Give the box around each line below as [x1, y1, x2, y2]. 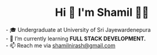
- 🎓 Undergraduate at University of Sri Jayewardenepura [5, 26, 151, 33]
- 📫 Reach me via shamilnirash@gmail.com [5, 42, 115, 49]
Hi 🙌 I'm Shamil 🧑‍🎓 [55, 5, 149, 20]
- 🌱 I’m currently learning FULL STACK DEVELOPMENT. [5, 35, 146, 42]
